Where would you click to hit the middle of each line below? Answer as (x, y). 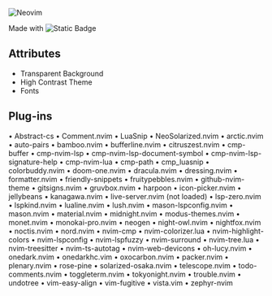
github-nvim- (222, 179)
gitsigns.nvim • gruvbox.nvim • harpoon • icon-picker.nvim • (140, 188)
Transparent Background (62, 73)
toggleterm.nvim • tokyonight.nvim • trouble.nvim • (155, 274)
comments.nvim (35, 274)
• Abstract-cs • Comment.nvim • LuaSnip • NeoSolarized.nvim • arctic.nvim (136, 136)
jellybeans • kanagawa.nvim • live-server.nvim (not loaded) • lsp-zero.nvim (135, 196)
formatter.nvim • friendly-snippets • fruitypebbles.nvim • (104, 179)
